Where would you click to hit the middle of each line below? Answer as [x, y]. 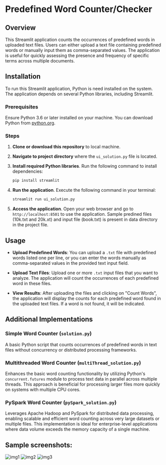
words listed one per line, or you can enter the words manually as [79, 258]
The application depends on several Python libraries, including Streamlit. [80, 94]
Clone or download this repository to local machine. [66, 147]
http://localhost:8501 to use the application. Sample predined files [82, 214]
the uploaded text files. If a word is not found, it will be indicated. [79, 304]
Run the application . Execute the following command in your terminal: [84, 190]
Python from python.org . [30, 123]
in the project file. [30, 225]
